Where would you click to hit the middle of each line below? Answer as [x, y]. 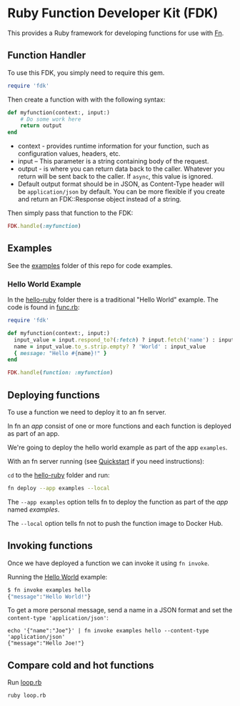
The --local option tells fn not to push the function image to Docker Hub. [115, 523]
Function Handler [47, 55]
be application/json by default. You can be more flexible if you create [121, 192]
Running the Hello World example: [57, 577]
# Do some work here [51, 119]
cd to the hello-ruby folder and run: [59, 475]
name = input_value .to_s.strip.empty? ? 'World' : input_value [110, 347]
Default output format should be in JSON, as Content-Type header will [121, 184]
